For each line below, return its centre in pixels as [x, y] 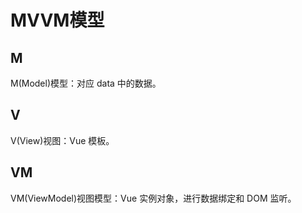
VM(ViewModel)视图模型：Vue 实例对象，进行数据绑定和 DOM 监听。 [153, 198]
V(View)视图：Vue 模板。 [62, 140]
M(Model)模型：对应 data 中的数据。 [86, 83]
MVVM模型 [57, 20]
